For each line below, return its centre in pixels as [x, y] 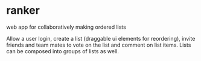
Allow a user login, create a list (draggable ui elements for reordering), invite [101, 38]
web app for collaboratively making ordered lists [66, 27]
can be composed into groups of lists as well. [63, 51]
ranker [23, 10]
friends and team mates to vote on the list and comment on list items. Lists [99, 45]
